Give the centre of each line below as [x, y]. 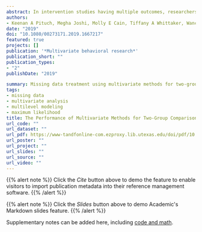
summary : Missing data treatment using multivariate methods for [90, 84]
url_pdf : [17, 135]
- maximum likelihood [33, 112]
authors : [17, 17]
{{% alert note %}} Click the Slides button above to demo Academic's [92, 204]
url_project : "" [26, 146]
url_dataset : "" [26, 129]
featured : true [25, 40]
